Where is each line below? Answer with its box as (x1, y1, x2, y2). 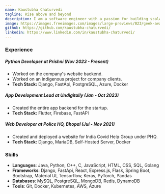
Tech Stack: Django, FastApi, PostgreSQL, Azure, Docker (12, 81, 129, 87)
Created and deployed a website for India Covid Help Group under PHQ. (12, 134, 158, 139)
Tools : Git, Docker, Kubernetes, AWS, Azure (12, 183, 101, 189)
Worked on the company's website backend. (12, 71, 103, 77)
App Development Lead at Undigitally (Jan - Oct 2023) (5, 92, 119, 98)
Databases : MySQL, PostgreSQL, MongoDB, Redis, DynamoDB (12, 178, 140, 184)
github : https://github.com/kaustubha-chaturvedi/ (5, 26, 111, 30)
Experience (5, 46, 33, 53)
